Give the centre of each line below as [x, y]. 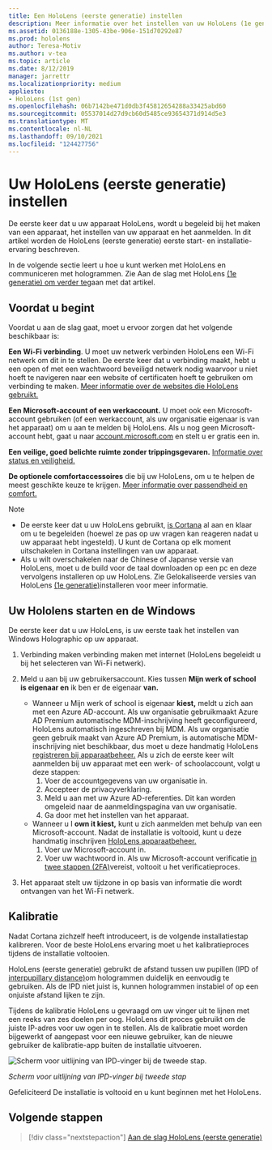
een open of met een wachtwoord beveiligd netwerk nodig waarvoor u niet [133, 369]
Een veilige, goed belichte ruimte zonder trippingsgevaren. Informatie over [136, 452]
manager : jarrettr [39, 76]
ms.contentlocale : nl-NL [50, 129]
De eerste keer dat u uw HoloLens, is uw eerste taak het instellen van [124, 631]
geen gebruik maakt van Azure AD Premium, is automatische [134, 737]
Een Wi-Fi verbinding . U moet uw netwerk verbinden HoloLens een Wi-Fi [131, 352]
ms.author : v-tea [38, 53]
